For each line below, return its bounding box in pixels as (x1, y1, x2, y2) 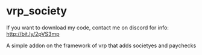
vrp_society (6, 4, 68, 18)
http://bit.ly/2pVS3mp (6, 30, 60, 37)
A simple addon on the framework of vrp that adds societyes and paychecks (6, 42, 197, 49)
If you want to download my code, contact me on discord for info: (6, 24, 169, 31)
